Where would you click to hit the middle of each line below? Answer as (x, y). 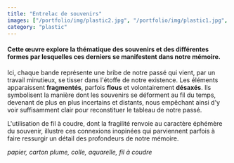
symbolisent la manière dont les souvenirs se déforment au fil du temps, (112, 95)
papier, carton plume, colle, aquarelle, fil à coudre (80, 152)
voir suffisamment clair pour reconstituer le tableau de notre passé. (105, 110)
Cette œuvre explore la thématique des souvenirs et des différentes (108, 49)
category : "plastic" (38, 27)
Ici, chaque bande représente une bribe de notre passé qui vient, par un (111, 72)
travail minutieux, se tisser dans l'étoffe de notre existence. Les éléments (113, 80)
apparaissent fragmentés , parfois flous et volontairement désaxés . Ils (109, 87)
